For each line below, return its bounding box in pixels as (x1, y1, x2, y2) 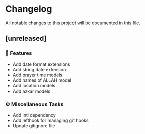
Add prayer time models (12, 72, 63, 78)
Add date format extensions (12, 61, 70, 67)
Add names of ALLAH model (12, 77, 72, 83)
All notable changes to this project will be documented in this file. (5, 20, 141, 26)
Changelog (5, 3, 52, 15)
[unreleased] (5, 34, 47, 43)
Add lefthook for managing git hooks (12, 117, 89, 123)
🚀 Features (5, 50, 32, 57)
